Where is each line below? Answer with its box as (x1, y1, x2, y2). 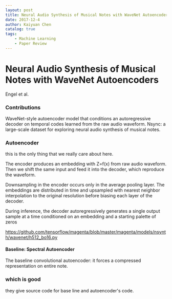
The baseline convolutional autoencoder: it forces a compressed (5, 257, 141, 264)
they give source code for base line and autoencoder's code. (5, 287, 134, 293)
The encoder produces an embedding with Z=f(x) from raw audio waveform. (5, 161, 167, 167)
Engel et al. (5, 91, 29, 97)
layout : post (5, 7, 33, 13)
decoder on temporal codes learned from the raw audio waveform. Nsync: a (5, 121, 166, 127)
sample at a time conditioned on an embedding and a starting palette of (5, 214, 156, 220)
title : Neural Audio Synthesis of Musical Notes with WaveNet (5, 12, 141, 17)
